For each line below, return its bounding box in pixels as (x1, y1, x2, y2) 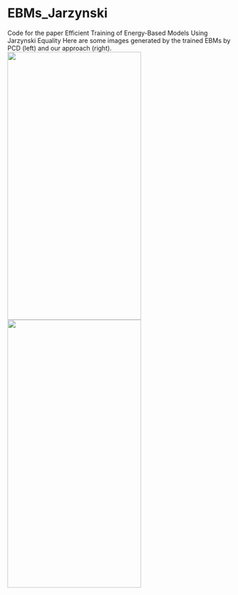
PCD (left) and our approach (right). (7, 44, 112, 52)
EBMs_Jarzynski (7, 5, 108, 21)
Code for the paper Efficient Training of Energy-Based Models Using (7, 29, 208, 37)
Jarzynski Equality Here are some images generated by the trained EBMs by (7, 36, 231, 44)
